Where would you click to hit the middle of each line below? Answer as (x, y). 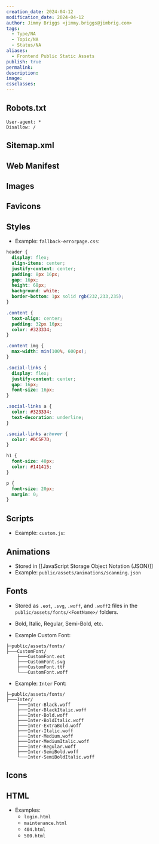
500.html (35, 836)
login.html (37, 817)
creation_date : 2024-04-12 (40, 12)
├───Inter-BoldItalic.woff (51, 720)
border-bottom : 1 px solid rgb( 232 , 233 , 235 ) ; (68, 296)
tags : (13, 28)
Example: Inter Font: (41, 683)
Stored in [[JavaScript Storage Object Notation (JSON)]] (84, 566)
